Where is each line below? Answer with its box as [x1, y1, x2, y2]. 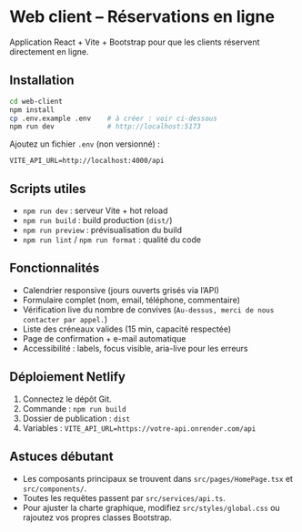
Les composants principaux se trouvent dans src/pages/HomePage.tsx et [22, 473, 294, 484]
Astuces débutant [9, 449, 114, 465]
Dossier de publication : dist [22, 413, 130, 424]
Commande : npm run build [22, 403, 126, 414]
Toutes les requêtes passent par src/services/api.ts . [22, 492, 226, 503]
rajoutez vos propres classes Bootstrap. [22, 512, 173, 523]
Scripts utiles [9, 180, 86, 197]
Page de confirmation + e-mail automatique [22, 332, 186, 343]
